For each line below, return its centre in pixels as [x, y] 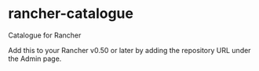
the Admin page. [35, 59]
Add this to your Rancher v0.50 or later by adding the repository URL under [129, 50]
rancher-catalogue [71, 14]
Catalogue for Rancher [45, 35]
